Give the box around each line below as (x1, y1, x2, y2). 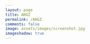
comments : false (5, 21, 40, 27)
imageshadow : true (5, 31, 44, 36)
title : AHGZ (5, 12, 31, 17)
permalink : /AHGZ (5, 17, 42, 22)
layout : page (5, 7, 33, 13)
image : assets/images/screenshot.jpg (5, 26, 85, 31)
